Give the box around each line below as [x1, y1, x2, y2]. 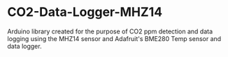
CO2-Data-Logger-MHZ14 [7, 4, 163, 20]
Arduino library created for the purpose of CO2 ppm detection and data [7, 27, 213, 35]
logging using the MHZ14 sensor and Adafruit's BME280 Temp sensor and [7, 34, 222, 42]
